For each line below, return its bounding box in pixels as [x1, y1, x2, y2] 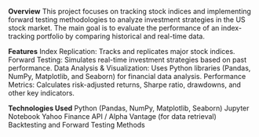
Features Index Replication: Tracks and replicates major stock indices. [8, 47, 235, 56]
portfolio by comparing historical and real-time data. [36, 31, 206, 41]
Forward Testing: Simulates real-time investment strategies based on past [8, 55, 247, 64]
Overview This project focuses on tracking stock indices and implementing [8, 7, 251, 16]
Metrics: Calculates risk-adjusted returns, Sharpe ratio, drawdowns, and [8, 80, 242, 89]
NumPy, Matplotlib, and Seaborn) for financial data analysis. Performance [8, 72, 246, 81]
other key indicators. [8, 88, 75, 97]
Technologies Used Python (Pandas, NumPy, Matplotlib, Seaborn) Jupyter [8, 103, 250, 113]
